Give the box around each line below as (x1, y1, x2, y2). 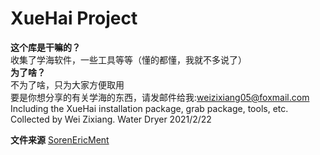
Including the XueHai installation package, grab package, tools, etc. (10, 102, 289, 114)
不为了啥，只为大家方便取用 (10, 78, 125, 91)
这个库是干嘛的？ (10, 41, 81, 53)
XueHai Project (10, 7, 138, 30)
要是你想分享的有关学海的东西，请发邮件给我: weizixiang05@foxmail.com (10, 91, 310, 103)
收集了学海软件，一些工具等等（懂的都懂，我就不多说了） (10, 53, 247, 66)
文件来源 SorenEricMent (10, 133, 110, 146)
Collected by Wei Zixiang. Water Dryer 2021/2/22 (10, 113, 212, 125)
